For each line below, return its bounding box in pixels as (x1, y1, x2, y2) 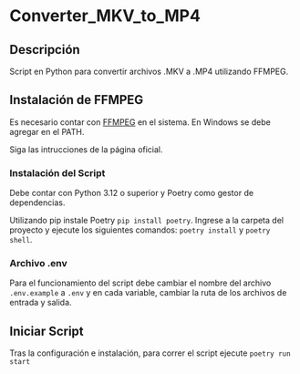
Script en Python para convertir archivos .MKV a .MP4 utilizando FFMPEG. (9, 66, 289, 77)
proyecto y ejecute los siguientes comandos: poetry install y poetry (9, 224, 271, 235)
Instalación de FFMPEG (9, 92, 144, 108)
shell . (9, 234, 33, 245)
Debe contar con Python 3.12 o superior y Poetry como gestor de (9, 188, 253, 199)
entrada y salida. (9, 297, 72, 308)
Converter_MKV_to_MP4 (9, 5, 201, 26)
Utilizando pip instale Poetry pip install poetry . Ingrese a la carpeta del (9, 215, 284, 226)
